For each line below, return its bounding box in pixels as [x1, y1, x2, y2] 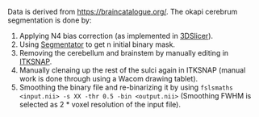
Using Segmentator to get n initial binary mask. [19, 40, 175, 49]
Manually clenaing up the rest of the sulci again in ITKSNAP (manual [19, 65, 246, 75]
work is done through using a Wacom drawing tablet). [19, 74, 198, 83]
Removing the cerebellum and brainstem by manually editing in [19, 48, 229, 57]
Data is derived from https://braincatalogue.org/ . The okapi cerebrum [7, 7, 238, 16]
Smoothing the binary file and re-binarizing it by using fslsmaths [19, 82, 233, 92]
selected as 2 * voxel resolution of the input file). [19, 100, 181, 109]
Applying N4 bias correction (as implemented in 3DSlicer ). [19, 31, 214, 40]
